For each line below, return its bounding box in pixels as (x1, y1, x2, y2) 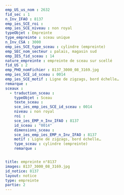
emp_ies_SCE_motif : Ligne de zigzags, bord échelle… (5, 77, 120, 82)
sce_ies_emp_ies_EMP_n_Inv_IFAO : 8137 (14, 132, 97, 137)
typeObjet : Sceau (14, 95, 52, 100)
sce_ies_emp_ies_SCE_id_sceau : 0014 (14, 104, 93, 109)
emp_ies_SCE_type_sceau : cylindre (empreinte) (5, 44, 106, 49)
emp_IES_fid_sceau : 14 (5, 53, 55, 59)
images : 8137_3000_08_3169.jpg (5, 164, 70, 169)
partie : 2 (5, 183, 26, 188)
